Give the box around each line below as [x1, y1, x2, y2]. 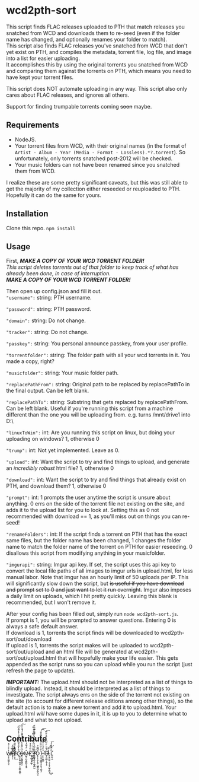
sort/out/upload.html [6, 654, 56, 662]
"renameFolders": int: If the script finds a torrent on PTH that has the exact [6, 530, 188, 538]
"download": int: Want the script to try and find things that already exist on [6, 476, 187, 484]
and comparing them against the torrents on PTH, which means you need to [6, 67, 191, 74]
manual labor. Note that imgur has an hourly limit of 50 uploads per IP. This [6, 574, 189, 581]
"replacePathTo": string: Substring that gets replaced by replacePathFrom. [6, 399, 188, 406]
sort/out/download [6, 635, 52, 643]
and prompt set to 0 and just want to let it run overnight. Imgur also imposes [6, 586, 191, 593]
